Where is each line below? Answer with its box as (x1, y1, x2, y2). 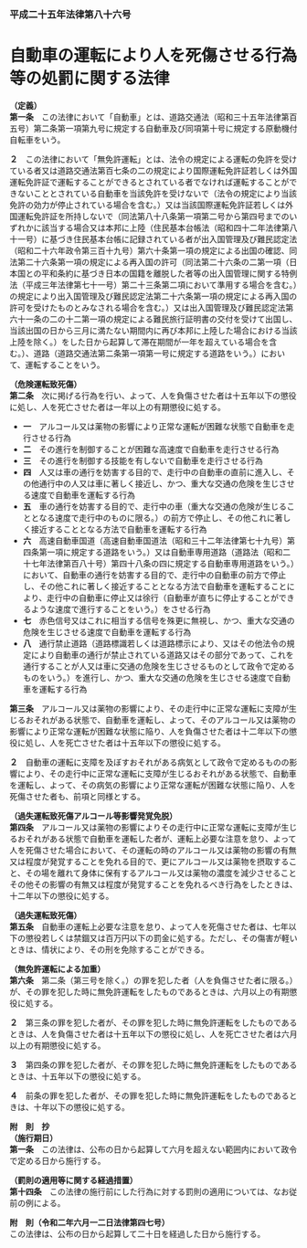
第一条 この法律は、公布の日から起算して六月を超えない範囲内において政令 (9, 1144, 298, 1155)
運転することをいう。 (25, 359, 105, 370)
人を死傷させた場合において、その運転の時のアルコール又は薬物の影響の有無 (9, 844, 297, 855)
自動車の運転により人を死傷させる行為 (9, 46, 298, 66)
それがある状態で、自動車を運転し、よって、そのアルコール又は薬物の (33, 714, 297, 725)
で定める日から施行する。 (9, 1155, 106, 1166)
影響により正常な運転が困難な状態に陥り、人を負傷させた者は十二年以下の (9, 725, 290, 736)
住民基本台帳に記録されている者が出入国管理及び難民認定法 (72, 233, 298, 244)
